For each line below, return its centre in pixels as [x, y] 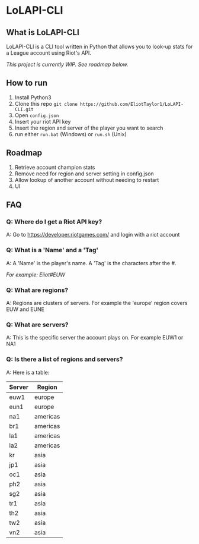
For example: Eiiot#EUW [36, 275]
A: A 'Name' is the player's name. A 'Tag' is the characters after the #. [91, 263]
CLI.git [24, 109]
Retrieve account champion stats [55, 167]
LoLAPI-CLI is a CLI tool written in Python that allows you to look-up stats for [99, 46]
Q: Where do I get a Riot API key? [54, 222]
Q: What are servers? [38, 325]
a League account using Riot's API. [49, 53]
